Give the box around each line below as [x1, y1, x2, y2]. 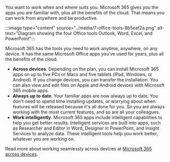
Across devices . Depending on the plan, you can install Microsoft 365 [12, 66, 159, 72]
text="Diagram [5, 30, 36, 36]
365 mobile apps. [12, 88, 49, 93]
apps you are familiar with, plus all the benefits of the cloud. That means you [5, 10, 165, 16]
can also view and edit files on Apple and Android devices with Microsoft [12, 82, 165, 88]
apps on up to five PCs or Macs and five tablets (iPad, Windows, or [12, 71, 153, 77]
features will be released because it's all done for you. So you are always [12, 104, 165, 109]
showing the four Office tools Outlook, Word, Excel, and [36, 30, 153, 36]
